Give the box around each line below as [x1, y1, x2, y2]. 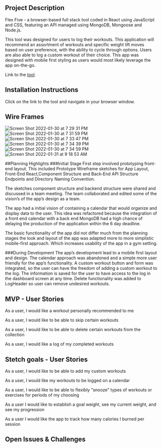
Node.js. [5, 27, 22, 33]
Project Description [5, 4, 65, 12]
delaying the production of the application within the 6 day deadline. [5, 221, 141, 227]
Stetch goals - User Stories [5, 355, 88, 364]
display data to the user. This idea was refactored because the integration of [5, 211, 157, 216]
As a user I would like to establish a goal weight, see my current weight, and [5, 401, 156, 407]
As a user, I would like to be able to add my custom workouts [5, 368, 126, 374]
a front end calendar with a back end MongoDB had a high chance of [5, 216, 143, 221]
